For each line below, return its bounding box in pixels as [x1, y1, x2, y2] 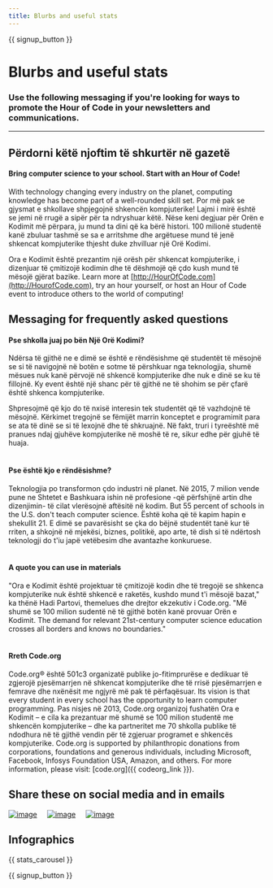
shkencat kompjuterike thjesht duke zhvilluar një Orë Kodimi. [8, 238, 211, 248]
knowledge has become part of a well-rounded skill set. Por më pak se [8, 195, 245, 205]
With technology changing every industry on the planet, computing [8, 186, 233, 196]
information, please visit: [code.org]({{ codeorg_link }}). [8, 764, 195, 773]
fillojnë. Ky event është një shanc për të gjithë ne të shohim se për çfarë [8, 379, 249, 389]
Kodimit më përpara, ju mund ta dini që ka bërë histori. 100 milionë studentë [8, 221, 262, 231]
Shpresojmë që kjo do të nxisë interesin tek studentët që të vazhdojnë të [8, 403, 251, 413]
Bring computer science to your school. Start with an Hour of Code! [8, 168, 240, 179]
